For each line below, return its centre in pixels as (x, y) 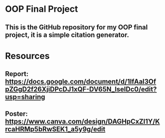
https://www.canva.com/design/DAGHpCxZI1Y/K (82, 121)
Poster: (16, 114)
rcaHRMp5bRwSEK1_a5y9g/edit (55, 129)
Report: (17, 74)
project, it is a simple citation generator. (67, 35)
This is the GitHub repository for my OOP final (77, 27)
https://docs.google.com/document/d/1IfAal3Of (81, 82)
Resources (27, 56)
